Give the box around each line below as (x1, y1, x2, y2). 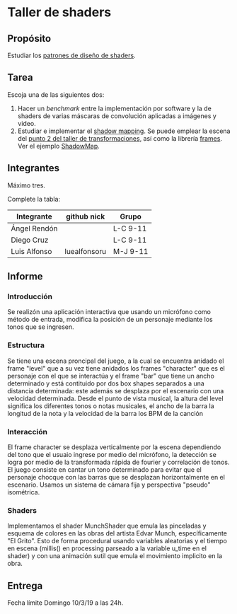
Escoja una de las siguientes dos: (7, 90, 105, 99)
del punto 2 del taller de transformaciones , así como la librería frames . (17, 134, 223, 142)
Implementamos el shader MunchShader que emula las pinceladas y (7, 521, 207, 531)
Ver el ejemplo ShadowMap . (17, 141, 100, 150)
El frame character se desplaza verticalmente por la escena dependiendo (7, 443, 221, 451)
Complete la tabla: (7, 195, 61, 203)
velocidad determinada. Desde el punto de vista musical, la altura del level (7, 394, 224, 402)
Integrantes (7, 162, 60, 174)
